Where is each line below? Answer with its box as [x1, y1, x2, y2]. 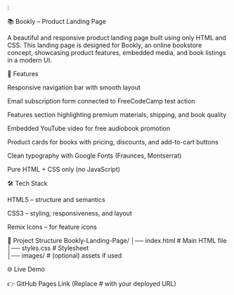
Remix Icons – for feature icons [7, 222, 97, 231]
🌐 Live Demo [7, 265, 46, 273]
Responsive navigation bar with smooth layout [7, 83, 141, 92]
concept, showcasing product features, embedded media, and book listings [7, 49, 226, 56]
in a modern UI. [7, 56, 52, 64]
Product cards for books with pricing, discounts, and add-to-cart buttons [7, 138, 219, 146]
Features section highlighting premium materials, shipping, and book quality [7, 111, 227, 119]
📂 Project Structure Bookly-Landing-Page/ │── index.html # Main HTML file [7, 237, 227, 244]
